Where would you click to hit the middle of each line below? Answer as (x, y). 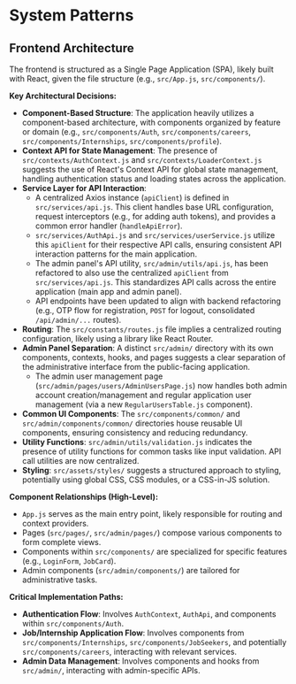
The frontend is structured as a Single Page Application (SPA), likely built (141, 69)
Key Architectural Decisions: (63, 96)
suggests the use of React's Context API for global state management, (150, 169)
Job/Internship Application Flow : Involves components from (133, 633)
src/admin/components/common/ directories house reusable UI (132, 423)
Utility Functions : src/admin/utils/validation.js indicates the (137, 442)
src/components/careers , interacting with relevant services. (129, 652)
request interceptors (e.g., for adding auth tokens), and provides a (156, 216)
